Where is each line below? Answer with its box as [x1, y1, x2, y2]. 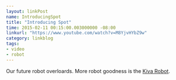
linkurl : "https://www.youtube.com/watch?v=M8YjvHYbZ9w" [6, 30, 147, 36]
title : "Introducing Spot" [6, 19, 72, 25]
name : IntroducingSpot [6, 14, 61, 20]
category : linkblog [6, 35, 54, 41]
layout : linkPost [6, 8, 48, 14]
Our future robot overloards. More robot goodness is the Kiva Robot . [6, 67, 170, 74]
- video [6, 46, 25, 52]
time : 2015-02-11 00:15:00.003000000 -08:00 [6, 24, 116, 31]
